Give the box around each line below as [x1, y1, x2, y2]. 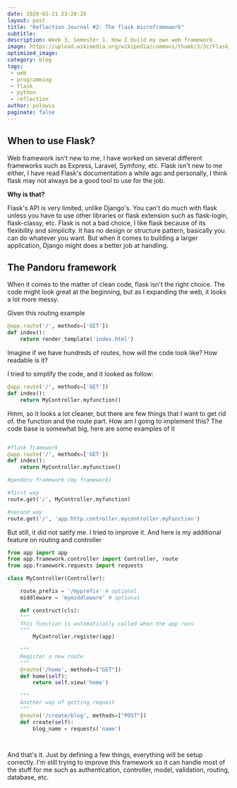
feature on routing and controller [7, 535, 102, 544]
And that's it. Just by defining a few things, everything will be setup [7, 751, 203, 759]
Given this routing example [7, 309, 85, 318]
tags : [7, 63, 23, 70]
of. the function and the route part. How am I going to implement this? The [7, 417, 223, 425]
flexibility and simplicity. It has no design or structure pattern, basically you [7, 226, 226, 234]
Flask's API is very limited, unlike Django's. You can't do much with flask [7, 203, 217, 212]
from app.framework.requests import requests [7, 562, 143, 569]
